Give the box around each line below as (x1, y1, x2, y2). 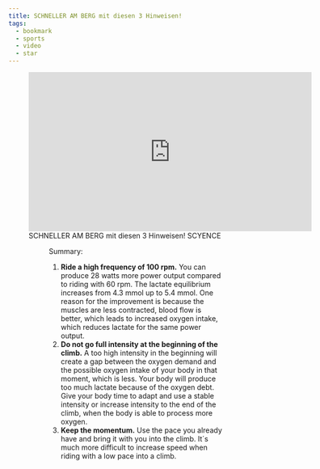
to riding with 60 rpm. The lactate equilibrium (60, 280, 212, 289)
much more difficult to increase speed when (60, 442, 208, 452)
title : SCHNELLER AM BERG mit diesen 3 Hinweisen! (8, 11, 183, 20)
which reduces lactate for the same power (60, 323, 202, 332)
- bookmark (15, 27, 53, 35)
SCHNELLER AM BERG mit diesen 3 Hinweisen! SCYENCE (28, 231, 221, 240)
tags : (8, 19, 27, 27)
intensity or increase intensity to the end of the (60, 399, 217, 409)
